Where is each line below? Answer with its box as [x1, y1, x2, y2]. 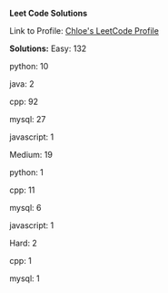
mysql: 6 [9, 203, 42, 213]
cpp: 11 [9, 184, 35, 195]
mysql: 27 [9, 114, 46, 124]
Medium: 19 [9, 150, 53, 160]
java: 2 [9, 78, 35, 89]
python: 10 [9, 61, 49, 71]
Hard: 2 [9, 237, 38, 248]
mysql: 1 [9, 273, 40, 284]
